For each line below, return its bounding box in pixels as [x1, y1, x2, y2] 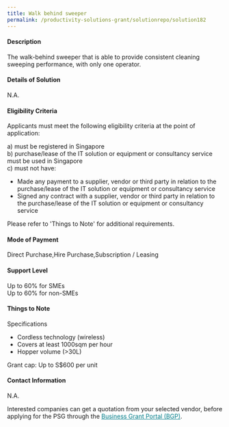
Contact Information [7, 376, 66, 385]
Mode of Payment [7, 235, 59, 244]
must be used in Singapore [7, 157, 83, 165]
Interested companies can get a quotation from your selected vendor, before [7, 404, 223, 413]
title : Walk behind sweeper [7, 10, 87, 17]
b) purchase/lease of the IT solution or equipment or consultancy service [7, 150, 213, 158]
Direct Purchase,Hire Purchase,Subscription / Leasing [7, 250, 159, 259]
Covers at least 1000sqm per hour [16, 340, 113, 348]
